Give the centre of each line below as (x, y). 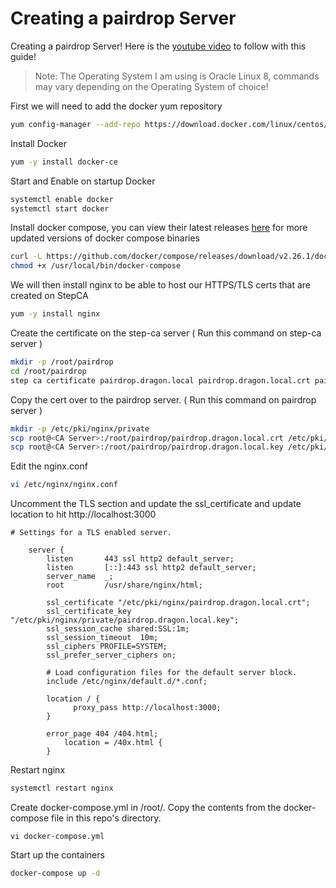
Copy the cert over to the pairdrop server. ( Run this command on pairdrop (163, 399)
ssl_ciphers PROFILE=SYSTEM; (107, 647)
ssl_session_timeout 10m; (102, 638)
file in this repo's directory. (106, 818)
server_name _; (80, 577)
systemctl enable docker (62, 199)
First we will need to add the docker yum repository (116, 106)
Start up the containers (57, 855)
